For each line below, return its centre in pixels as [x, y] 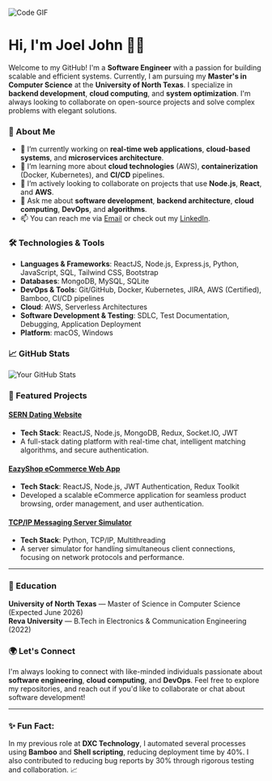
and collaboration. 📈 [43, 770]
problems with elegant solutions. [63, 110]
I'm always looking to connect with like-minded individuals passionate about [136, 671]
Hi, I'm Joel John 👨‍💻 [77, 45]
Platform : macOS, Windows [66, 333]
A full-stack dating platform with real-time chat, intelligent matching [133, 441]
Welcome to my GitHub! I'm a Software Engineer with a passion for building [135, 67]
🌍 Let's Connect [42, 651]
